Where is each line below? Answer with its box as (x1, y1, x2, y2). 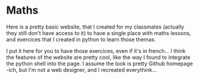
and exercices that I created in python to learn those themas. (6, 36, 156, 43)
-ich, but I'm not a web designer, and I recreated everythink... (6, 66, 157, 73)
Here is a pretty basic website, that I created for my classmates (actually (6, 23, 184, 30)
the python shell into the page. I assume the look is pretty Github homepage (6, 60, 193, 67)
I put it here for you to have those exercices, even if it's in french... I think (6, 47, 186, 54)
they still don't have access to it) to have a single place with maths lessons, (6, 29, 191, 36)
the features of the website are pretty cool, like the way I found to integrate (6, 53, 191, 61)
